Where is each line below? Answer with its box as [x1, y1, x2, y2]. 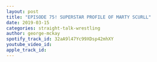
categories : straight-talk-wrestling [6, 25, 101, 31]
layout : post [6, 8, 39, 15]
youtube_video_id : [6, 42, 52, 48]
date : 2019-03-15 [6, 19, 50, 25]
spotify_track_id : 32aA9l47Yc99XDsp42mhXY [6, 36, 114, 42]
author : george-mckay [6, 31, 61, 37]
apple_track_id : [6, 47, 47, 53]
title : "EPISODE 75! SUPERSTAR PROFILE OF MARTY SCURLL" [6, 14, 152, 20]
